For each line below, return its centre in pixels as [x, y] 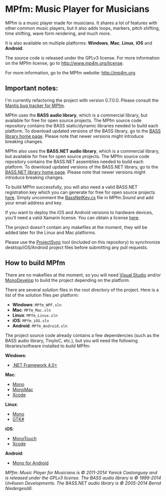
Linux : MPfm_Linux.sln [35, 315]
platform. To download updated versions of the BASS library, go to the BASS [83, 131]
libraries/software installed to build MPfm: [48, 346]
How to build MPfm [35, 263]
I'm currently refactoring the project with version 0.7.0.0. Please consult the [82, 100]
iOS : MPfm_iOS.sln [31, 320]
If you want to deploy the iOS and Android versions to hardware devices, [79, 212]
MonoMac [23, 389]
